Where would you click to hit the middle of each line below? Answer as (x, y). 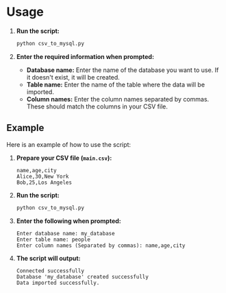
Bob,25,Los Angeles (44, 183)
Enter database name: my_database (65, 233)
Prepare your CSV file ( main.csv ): (64, 158)
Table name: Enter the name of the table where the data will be (116, 84)
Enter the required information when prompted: (85, 56)
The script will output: (48, 258)
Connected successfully (50, 271)
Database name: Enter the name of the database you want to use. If (123, 70)
